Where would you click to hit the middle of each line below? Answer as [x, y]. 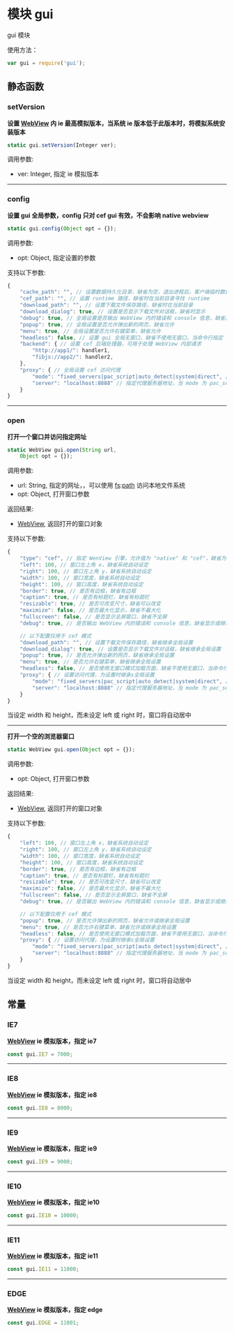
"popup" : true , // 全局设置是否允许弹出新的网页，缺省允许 [97, 325]
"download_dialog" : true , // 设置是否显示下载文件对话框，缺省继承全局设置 [120, 649]
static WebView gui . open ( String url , [62, 450]
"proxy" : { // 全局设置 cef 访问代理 [70, 370]
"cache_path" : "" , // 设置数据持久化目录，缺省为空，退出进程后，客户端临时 [120, 292]
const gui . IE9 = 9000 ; [40, 1161]
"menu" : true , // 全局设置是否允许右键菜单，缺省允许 [91, 331]
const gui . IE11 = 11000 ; [43, 1269]
